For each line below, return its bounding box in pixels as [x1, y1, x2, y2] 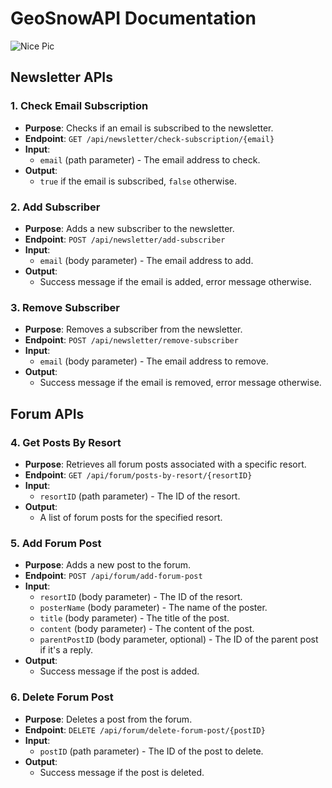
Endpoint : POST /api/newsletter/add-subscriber [24, 233, 226, 245]
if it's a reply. [39, 644, 93, 656]
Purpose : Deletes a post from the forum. [24, 713, 193, 725]
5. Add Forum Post [10, 536, 102, 550]
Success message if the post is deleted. [39, 766, 205, 778]
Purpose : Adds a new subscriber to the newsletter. [24, 222, 235, 234]
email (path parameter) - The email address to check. [39, 153, 261, 166]
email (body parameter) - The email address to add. [39, 254, 254, 266]
